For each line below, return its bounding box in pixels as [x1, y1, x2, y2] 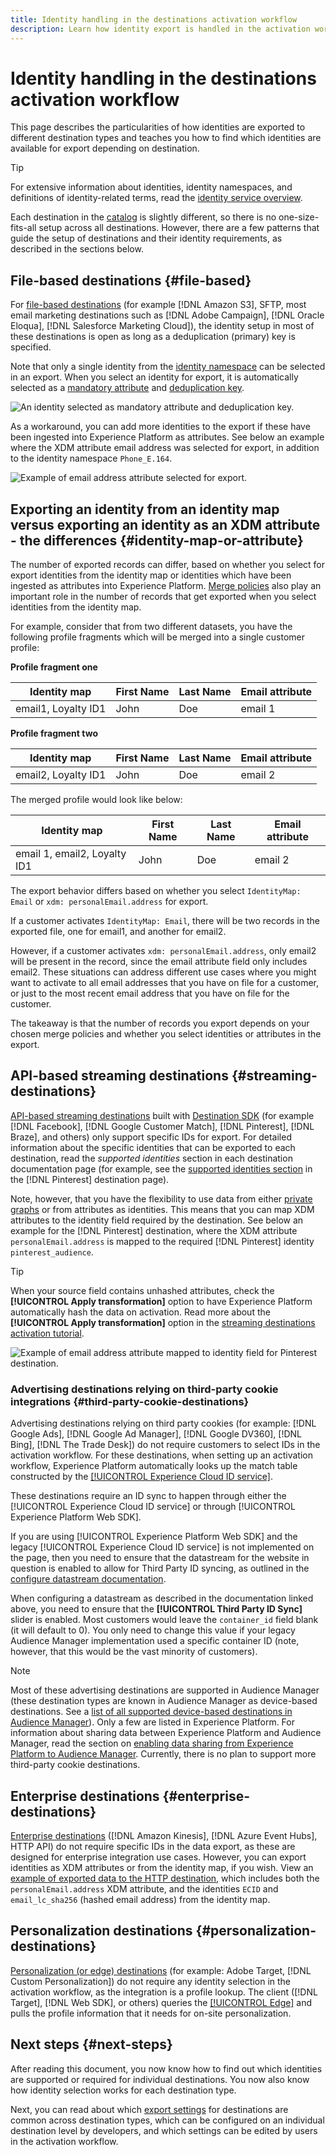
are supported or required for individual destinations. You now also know [10, 2073, 310, 2085]
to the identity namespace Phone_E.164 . [10, 452, 173, 465]
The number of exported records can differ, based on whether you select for [10, 559, 326, 571]
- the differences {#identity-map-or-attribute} [10, 532, 304, 549]
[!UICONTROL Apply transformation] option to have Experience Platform [10, 1295, 313, 1307]
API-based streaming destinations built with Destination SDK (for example [10, 1109, 315, 1121]
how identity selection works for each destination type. [10, 2084, 237, 2096]
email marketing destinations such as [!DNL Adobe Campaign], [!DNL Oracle [10, 309, 325, 321]
